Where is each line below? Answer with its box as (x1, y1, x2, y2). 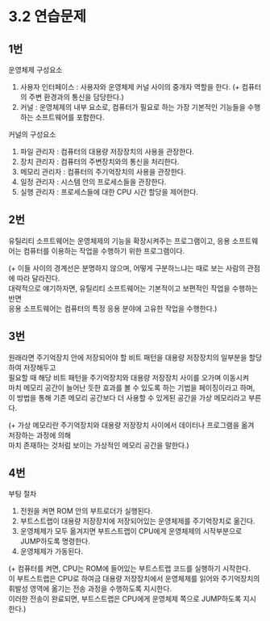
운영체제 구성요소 (8, 65, 63, 74)
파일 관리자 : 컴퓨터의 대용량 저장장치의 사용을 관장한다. (19, 147, 195, 156)
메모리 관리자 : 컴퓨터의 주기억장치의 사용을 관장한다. (19, 167, 186, 176)
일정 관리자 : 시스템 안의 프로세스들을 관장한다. (19, 177, 167, 187)
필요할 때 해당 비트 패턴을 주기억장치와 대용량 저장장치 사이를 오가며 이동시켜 (8, 372, 250, 382)
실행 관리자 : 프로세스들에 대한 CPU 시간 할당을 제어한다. (19, 187, 199, 196)
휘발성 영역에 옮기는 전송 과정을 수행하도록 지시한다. (8, 584, 172, 594)
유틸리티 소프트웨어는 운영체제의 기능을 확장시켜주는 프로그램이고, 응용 (8, 236, 231, 245)
